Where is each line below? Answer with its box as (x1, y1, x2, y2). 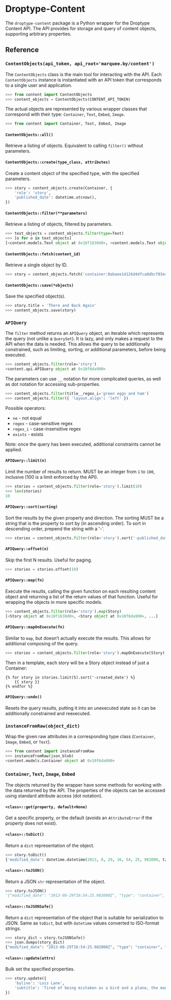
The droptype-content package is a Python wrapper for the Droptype (5, 20, 150, 26)
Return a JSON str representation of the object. (5, 879, 106, 885)
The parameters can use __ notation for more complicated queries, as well (5, 376, 161, 382)
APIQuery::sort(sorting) (5, 504, 58, 509)
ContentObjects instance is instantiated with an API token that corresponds (5, 77, 162, 83)
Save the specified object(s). (5, 293, 66, 299)
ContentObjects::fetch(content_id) (5, 251, 81, 257)
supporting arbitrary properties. (5, 31, 72, 37)
